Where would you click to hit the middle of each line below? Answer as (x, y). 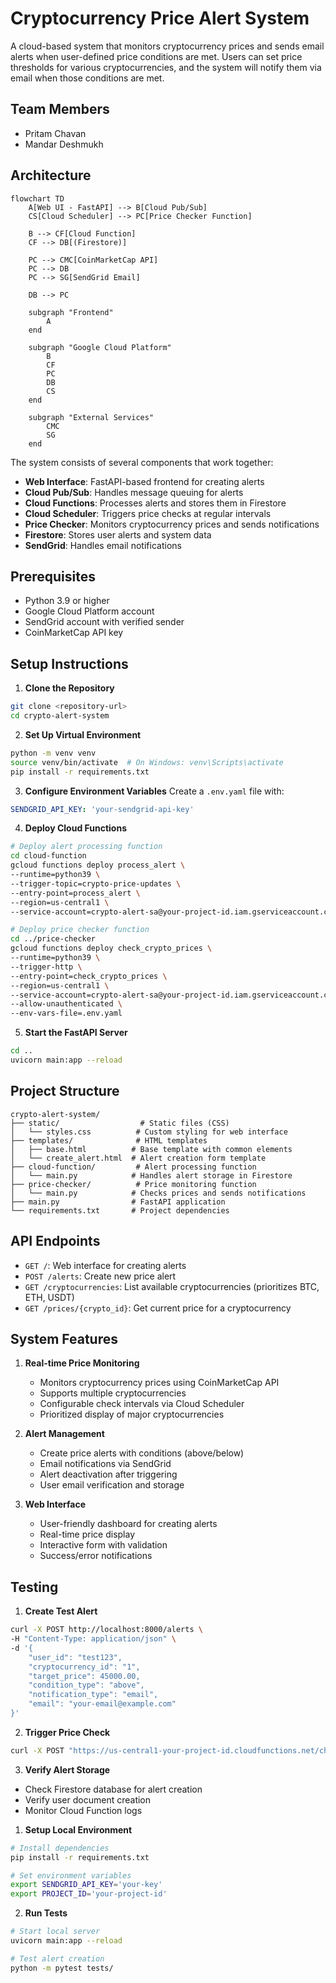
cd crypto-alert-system (60, 716)
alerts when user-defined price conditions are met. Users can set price (156, 56)
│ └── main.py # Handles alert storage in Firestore (151, 1175)
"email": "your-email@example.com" (102, 1704)
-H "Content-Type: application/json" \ (93, 1639)
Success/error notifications (96, 1556)
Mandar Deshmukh (64, 144)
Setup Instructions (69, 663)
